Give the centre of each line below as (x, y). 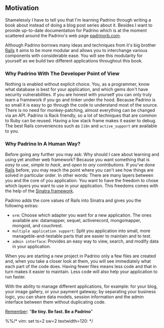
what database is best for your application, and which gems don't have (77, 89)
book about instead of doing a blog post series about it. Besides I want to (79, 25)
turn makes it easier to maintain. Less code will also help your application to (81, 272)
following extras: (22, 206)
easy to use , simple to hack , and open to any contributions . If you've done (80, 165)
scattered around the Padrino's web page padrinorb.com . (63, 35)
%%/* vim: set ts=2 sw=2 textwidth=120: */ (49, 321)
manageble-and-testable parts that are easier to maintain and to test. (82, 236)
